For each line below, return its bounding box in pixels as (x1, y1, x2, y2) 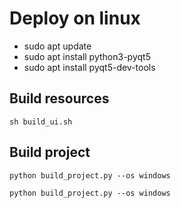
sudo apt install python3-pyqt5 (23, 50, 151, 62)
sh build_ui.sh (9, 117, 73, 127)
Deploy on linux (9, 7, 141, 30)
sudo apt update (23, 40, 92, 52)
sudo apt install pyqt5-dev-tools (23, 61, 156, 73)
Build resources (9, 90, 110, 107)
